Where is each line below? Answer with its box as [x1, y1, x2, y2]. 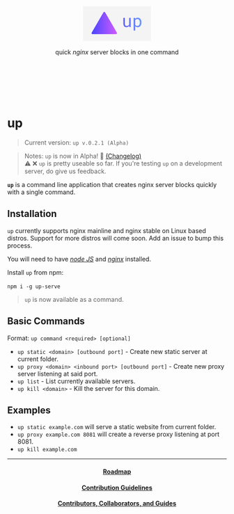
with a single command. [7, 188, 76, 196]
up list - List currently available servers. [17, 377, 136, 385]
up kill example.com [17, 447, 77, 453]
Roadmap [102, 467, 132, 476]
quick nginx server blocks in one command [55, 48, 179, 56]
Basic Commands [7, 315, 85, 328]
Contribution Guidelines [81, 483, 153, 492]
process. [7, 241, 33, 250]
